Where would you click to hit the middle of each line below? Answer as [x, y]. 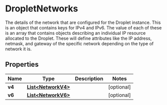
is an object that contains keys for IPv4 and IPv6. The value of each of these [83, 27]
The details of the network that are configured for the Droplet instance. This [83, 22]
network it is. [18, 49]
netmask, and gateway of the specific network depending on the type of [79, 43]
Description [89, 79]
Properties [22, 64]
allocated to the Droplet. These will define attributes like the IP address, [79, 38]
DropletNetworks [42, 9]
